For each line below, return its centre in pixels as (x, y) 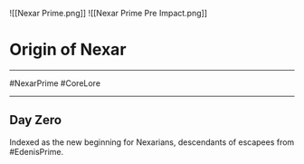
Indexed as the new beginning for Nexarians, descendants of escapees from (152, 142)
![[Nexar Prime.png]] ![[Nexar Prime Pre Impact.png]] (109, 13)
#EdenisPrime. (37, 151)
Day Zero (35, 120)
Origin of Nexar (68, 50)
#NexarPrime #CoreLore (55, 83)
